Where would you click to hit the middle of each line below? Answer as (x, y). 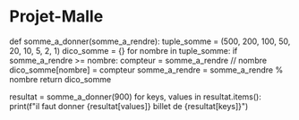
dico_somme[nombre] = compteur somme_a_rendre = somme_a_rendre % (146, 70)
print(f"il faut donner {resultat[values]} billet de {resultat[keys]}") (129, 106)
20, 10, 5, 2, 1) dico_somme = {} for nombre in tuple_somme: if (124, 50)
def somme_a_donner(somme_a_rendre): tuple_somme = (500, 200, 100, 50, (150, 41)
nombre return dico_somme (60, 79)
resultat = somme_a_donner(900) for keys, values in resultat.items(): (135, 97)
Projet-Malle (56, 17)
